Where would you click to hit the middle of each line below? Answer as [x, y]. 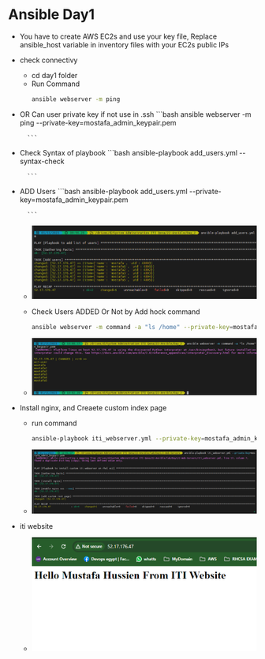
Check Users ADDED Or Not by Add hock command [116, 312]
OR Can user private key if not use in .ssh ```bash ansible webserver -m [135, 114]
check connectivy [49, 60]
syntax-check [42, 161]
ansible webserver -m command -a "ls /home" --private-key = [132, 328]
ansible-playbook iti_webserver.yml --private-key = [118, 439]
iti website [36, 526]
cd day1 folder [54, 75]
